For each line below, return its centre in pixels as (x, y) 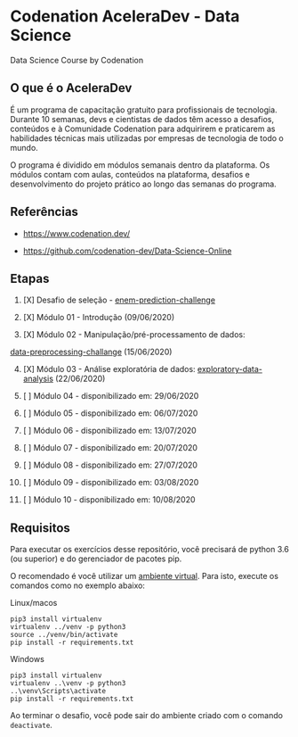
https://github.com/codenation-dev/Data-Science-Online (127, 251)
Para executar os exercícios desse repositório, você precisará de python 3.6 (150, 550)
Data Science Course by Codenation (77, 60)
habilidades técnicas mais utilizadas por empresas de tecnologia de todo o (147, 138)
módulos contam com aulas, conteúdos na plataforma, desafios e (130, 174)
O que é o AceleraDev (71, 88)
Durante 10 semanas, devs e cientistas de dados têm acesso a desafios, (142, 119)
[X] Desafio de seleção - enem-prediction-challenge (119, 300)
